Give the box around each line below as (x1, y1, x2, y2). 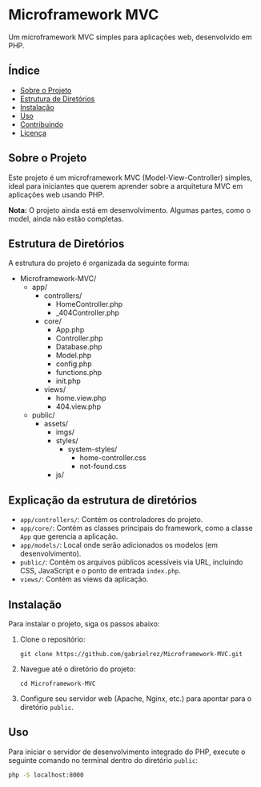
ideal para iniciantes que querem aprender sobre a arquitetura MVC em (8, 181, 243, 190)
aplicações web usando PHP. (8, 190, 105, 199)
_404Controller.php (55, 308, 120, 318)
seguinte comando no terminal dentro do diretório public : (8, 755, 199, 765)
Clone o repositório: (19, 634, 86, 644)
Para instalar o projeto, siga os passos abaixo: (8, 619, 160, 628)
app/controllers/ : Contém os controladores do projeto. (19, 515, 203, 524)
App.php (55, 325, 85, 335)
